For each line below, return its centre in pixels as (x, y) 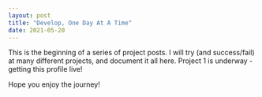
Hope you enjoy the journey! (54, 84)
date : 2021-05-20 (37, 30)
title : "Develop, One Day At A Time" (70, 23)
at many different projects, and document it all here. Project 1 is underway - (131, 61)
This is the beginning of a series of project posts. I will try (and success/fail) (131, 53)
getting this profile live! (45, 69)
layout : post (30, 15)
